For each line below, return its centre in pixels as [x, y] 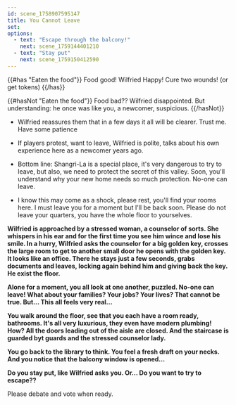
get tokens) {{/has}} [36, 87]
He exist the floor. [34, 273]
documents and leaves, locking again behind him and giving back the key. [117, 266]
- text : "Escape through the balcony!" [72, 40]
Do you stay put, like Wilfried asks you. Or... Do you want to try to [105, 373]
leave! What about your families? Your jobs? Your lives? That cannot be [114, 294]
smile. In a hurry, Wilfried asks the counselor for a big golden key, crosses [118, 243]
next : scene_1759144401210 [60, 46]
